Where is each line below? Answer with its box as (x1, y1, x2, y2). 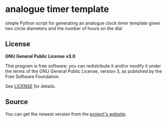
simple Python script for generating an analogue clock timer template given (5, 20, 160, 26)
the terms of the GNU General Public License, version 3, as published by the (5, 68, 162, 74)
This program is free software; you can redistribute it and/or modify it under (5, 62, 161, 68)
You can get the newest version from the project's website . (5, 111, 127, 117)
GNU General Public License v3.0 (5, 53, 76, 59)
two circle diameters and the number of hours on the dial (5, 25, 122, 31)
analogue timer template (5, 3, 109, 15)
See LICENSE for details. (5, 83, 56, 89)
